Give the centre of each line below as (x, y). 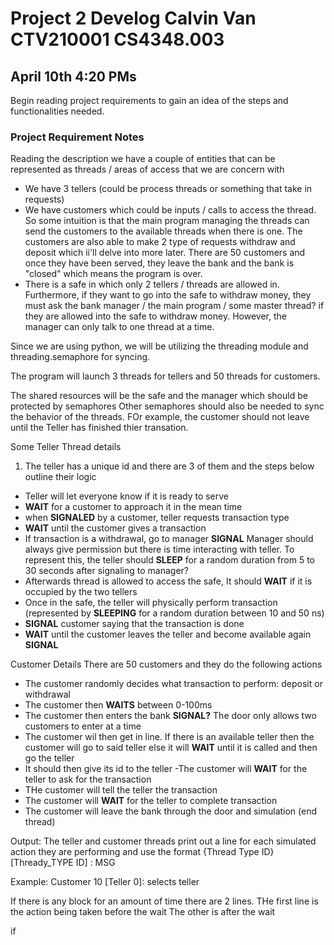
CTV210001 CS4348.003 (117, 39)
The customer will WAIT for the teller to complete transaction (151, 801)
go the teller (49, 758)
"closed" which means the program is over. (113, 274)
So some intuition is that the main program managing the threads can (167, 221)
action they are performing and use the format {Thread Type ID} (142, 852)
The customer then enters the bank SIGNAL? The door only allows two (170, 716)
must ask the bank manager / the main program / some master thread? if (174, 306)
